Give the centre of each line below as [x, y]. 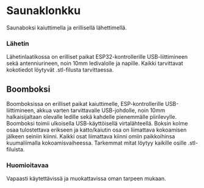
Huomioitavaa [27, 165]
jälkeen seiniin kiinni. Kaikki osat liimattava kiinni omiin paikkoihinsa [91, 137]
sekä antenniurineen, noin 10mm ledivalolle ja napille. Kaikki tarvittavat [95, 63]
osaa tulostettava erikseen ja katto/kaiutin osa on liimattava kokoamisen [97, 130]
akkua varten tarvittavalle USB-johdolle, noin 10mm [101, 110]
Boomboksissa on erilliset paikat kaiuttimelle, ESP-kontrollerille [85, 104]
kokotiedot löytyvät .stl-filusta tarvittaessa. [60, 70]
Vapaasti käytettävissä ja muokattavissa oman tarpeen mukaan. [86, 179]
